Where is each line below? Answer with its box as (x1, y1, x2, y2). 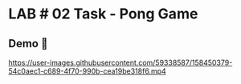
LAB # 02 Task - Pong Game (8, 5, 198, 23)
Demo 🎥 (8, 37, 48, 50)
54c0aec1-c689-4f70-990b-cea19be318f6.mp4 (8, 66, 166, 76)
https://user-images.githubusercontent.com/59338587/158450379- (8, 58, 233, 67)
